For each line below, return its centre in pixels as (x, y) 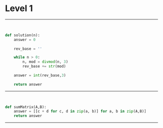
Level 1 (19, 8)
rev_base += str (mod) (44, 66)
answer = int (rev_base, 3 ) (40, 75)
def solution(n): (23, 35)
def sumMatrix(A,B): (26, 107)
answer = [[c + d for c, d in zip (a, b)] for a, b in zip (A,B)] (80, 112)
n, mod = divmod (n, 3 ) (45, 62)
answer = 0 (25, 40)
